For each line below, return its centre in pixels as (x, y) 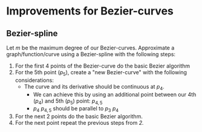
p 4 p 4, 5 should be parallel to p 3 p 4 (76, 109)
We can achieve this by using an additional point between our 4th (115, 94)
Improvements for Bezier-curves (90, 11)
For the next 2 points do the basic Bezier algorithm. (79, 116)
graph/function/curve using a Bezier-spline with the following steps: (91, 54)
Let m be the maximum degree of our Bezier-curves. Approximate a (90, 48)
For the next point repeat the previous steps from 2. (79, 123)
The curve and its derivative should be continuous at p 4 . (94, 87)
